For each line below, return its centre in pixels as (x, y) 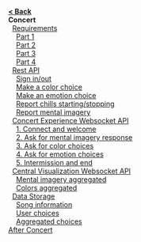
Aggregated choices (49, 221)
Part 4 (26, 62)
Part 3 (26, 53)
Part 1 (25, 36)
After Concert (30, 230)
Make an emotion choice (56, 95)
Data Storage (33, 196)
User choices (37, 213)
